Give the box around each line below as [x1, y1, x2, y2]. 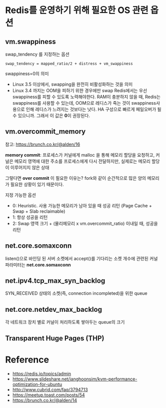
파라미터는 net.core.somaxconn [5, 261, 71, 268]
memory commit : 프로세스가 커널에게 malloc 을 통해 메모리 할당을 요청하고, [5, 152, 155, 158]
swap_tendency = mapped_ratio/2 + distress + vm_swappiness [5, 61, 133, 66]
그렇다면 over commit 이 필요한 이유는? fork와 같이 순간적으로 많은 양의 [5, 175, 146, 181]
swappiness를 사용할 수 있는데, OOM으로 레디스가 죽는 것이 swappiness [12, 100, 156, 106]
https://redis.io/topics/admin [12, 370, 71, 376]
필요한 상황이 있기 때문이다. [10, 181, 64, 187]
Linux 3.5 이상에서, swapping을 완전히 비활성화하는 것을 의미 [12, 81, 133, 87]
